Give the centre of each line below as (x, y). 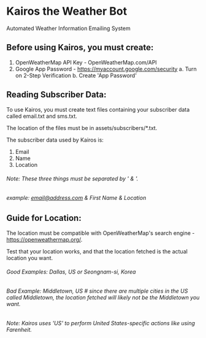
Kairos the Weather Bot (67, 11)
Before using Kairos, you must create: (80, 48)
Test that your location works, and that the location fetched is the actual (97, 251)
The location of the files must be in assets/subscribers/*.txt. (82, 128)
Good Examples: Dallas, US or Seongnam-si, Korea (71, 272)
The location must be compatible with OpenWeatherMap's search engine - (101, 233)
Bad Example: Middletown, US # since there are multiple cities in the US (97, 291)
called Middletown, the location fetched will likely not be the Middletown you (103, 298)
